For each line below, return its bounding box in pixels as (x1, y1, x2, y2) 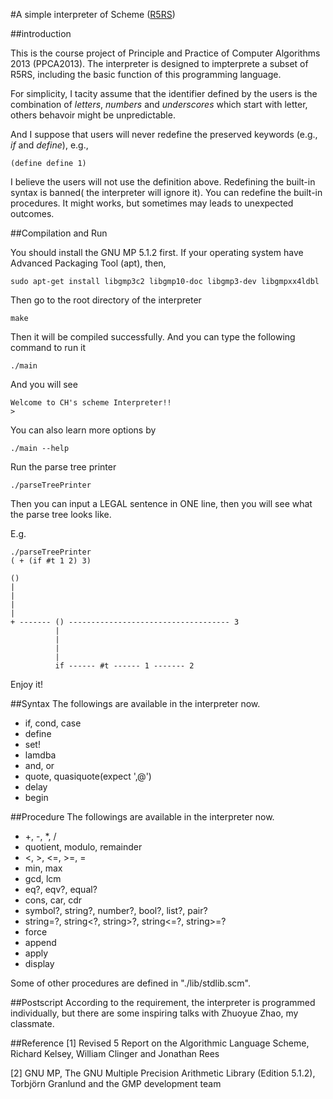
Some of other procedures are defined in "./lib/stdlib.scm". (10, 977, 251, 989)
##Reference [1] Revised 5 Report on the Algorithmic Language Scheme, (10, 1037, 310, 1049)
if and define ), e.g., (10, 139, 89, 151)
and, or (24, 760, 55, 771)
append (24, 937, 57, 948)
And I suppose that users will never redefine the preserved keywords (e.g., (10, 129, 318, 140)
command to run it (10, 342, 87, 353)
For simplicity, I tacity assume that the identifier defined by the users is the (10, 88, 318, 99)
